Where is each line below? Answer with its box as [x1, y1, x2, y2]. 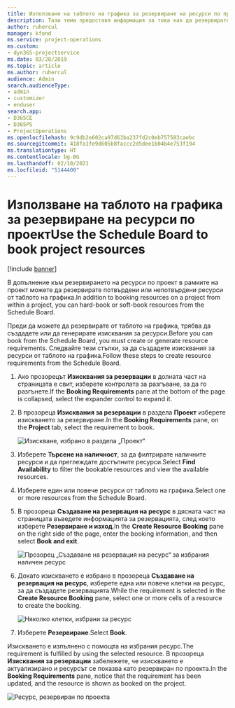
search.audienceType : [7, 82, 71, 89]
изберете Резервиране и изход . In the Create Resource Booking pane [17, 522, 224, 530]
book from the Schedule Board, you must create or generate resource [7, 336, 208, 345]
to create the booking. [17, 601, 82, 609]
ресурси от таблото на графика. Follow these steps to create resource [7, 351, 211, 359]
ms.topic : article [7, 62, 61, 69]
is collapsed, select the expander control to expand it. [17, 394, 173, 403]
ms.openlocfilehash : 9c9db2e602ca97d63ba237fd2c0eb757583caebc [7, 134, 196, 141]
